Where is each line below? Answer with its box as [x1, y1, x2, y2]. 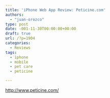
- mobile [10, 59, 29, 64]
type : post [5, 21, 29, 27]
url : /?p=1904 [5, 36, 36, 41]
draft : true [5, 31, 31, 36]
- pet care [10, 64, 33, 69]
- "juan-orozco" [10, 17, 44, 22]
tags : [5, 50, 17, 55]
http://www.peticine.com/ [5, 87, 59, 93]
